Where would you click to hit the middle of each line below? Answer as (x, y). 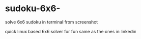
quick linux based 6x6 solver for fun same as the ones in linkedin (71, 31)
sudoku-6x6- (33, 9)
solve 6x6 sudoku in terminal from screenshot (52, 22)
